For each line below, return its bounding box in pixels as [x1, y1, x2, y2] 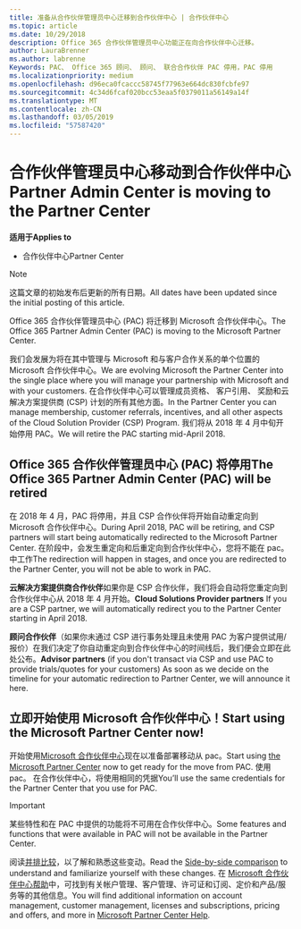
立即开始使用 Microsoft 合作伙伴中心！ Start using [9, 711, 286, 726]
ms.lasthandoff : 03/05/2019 [9, 113, 114, 122]
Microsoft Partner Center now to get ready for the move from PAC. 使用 [9, 761, 272, 772]
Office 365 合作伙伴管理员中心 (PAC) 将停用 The [9, 457, 274, 472]
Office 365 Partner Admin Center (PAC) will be [9, 471, 272, 487]
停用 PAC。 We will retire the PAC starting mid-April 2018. [16, 428, 226, 439]
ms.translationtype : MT [9, 96, 98, 106]
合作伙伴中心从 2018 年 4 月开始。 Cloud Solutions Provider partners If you [9, 593, 288, 604]
